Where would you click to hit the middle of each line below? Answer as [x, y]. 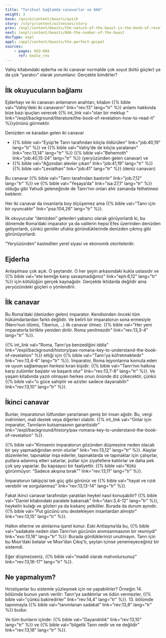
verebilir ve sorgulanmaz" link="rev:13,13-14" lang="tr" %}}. [66, 486]
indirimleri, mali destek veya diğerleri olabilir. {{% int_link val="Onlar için [78, 419]
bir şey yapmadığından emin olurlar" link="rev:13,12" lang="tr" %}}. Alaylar [81, 450]
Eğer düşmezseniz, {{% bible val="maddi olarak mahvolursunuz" [71, 557]
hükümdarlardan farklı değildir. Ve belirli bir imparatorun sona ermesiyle [78, 319]
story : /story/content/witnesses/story [46, 23]
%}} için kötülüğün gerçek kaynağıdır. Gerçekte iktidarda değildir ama [76, 281]
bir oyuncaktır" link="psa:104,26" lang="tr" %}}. [54, 209]
